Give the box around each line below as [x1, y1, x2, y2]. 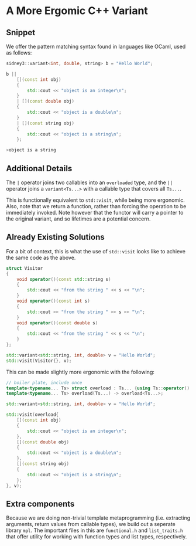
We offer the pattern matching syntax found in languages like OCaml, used [6, 43, 186, 50]
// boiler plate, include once [6, 379, 82, 385]
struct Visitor [6, 265, 43, 271]
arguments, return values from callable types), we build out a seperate [6, 521, 176, 528]
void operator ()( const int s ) [16, 298, 91, 304]
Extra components [6, 498, 75, 508]
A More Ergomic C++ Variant [6, 4, 148, 18]
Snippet [6, 28, 36, 38]
